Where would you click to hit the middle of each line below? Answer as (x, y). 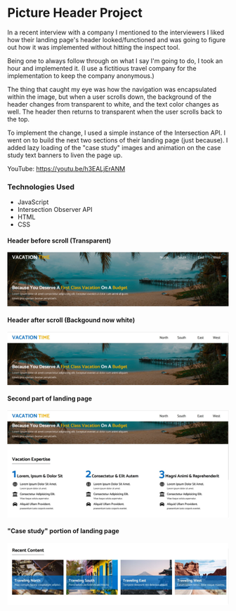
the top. (19, 119)
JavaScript (33, 202)
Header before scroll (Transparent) (59, 241)
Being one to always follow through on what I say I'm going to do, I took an (115, 60)
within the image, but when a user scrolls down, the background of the (110, 97)
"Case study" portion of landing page (63, 531)
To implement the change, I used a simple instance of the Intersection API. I (117, 133)
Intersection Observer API (55, 210)
